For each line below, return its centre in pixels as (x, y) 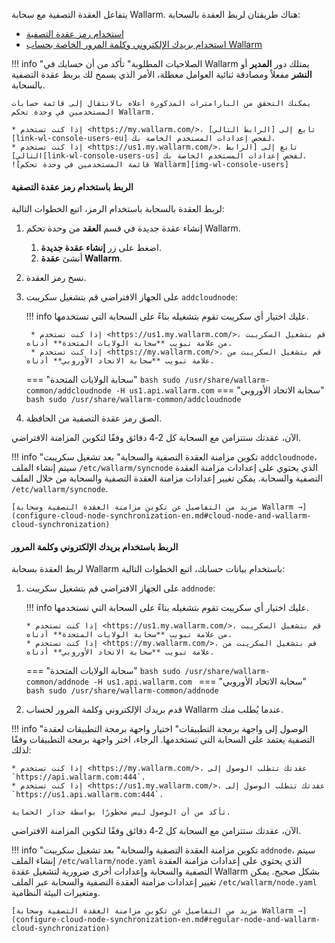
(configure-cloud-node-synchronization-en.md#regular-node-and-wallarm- (166, 920)
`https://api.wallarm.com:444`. (78, 777)
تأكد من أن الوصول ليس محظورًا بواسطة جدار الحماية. (121, 812)
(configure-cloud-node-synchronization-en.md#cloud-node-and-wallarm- (161, 516)
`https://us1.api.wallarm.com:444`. (87, 795)
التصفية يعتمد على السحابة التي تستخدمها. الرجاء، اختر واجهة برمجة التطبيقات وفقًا (163, 740)
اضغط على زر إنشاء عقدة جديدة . (101, 248)
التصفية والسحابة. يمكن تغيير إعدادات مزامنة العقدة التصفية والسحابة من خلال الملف (167, 478)
